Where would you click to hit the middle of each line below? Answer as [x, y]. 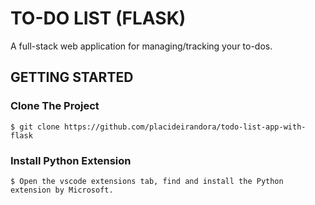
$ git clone [35, 127]
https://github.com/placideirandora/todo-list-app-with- [185, 127]
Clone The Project [55, 106]
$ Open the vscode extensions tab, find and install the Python [147, 181]
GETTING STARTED [72, 77]
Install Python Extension [71, 160]
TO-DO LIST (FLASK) [98, 18]
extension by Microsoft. [62, 190]
